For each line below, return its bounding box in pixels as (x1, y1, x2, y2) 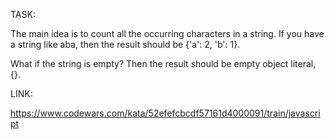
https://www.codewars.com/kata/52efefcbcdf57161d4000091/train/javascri (10, 107, 321, 119)
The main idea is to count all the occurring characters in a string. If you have (10, 28, 325, 39)
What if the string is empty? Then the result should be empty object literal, (10, 58, 317, 69)
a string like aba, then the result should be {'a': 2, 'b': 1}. (10, 39, 241, 50)
